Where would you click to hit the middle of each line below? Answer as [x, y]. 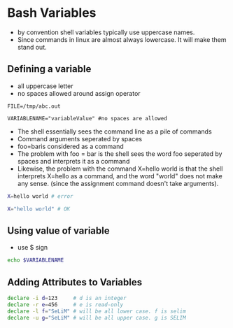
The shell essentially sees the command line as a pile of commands [114, 131]
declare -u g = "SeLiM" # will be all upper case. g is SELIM [97, 318]
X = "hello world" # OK [39, 209]
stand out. [32, 47]
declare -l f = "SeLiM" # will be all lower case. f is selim [97, 311]
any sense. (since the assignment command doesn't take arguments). [118, 183]
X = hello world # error [40, 196]
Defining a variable [49, 69]
